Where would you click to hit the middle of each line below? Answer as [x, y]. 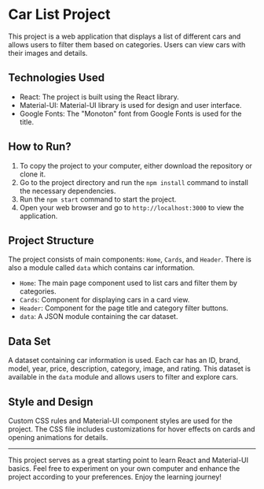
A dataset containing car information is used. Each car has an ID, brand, [124, 361]
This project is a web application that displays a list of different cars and [125, 36]
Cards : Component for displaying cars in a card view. [104, 300]
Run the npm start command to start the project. [98, 199]
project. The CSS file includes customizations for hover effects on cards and [132, 429]
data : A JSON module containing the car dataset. [99, 317]
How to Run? [40, 147]
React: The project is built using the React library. [99, 97]
